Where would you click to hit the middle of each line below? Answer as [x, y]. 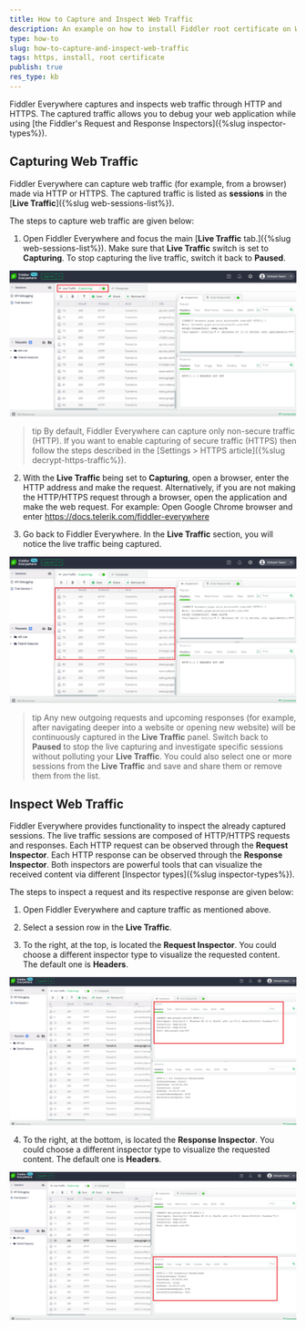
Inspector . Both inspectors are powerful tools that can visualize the [136, 865]
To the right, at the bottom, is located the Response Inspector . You [148, 1140]
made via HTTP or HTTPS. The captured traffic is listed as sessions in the [148, 193]
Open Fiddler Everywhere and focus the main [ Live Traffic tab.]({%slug [157, 238]
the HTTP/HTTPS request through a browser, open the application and [155, 498]
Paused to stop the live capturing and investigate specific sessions [158, 747]
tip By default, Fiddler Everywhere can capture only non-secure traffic [163, 431]
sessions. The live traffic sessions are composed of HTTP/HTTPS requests [150, 836]
